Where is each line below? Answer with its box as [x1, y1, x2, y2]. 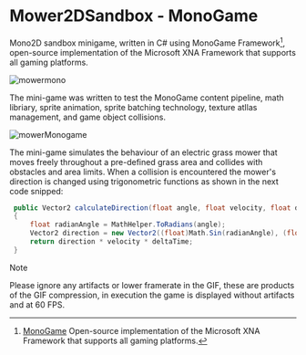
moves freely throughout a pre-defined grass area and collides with [9, 156, 263, 167]
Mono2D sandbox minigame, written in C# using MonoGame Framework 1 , [9, 36, 286, 48]
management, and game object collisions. [9, 111, 167, 122]
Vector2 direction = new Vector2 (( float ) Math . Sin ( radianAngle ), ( [29, 229, 287, 238]
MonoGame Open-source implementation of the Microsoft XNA [22, 325, 260, 336]
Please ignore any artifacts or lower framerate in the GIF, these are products [9, 279, 295, 290]
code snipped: [9, 185, 64, 196]
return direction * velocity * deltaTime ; [29, 237, 194, 246]
